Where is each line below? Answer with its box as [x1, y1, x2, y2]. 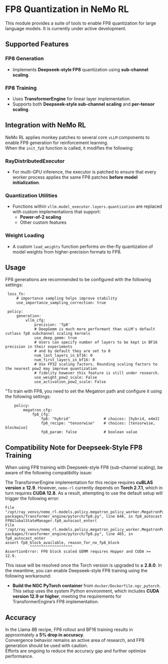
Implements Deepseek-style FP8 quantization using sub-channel [12, 66, 148, 72]
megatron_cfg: [23, 408, 52, 413]
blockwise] [5, 425, 28, 430]
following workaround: [5, 573, 51, 579]
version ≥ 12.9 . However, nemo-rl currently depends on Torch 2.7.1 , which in [5, 485, 163, 491]
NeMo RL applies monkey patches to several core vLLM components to [5, 134, 150, 140]
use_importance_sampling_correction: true [16, 300, 106, 306]
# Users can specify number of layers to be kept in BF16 [34, 340, 157, 345]
